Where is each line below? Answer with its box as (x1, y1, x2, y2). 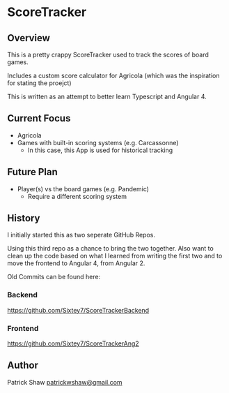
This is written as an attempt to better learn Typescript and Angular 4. (7, 92, 207, 101)
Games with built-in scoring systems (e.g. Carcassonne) (17, 138, 179, 147)
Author (7, 359, 38, 371)
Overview (7, 32, 51, 44)
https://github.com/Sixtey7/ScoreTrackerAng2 (7, 339, 139, 348)
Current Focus (7, 112, 71, 124)
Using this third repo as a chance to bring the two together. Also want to (7, 244, 214, 253)
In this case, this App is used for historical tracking (27, 146, 173, 154)
